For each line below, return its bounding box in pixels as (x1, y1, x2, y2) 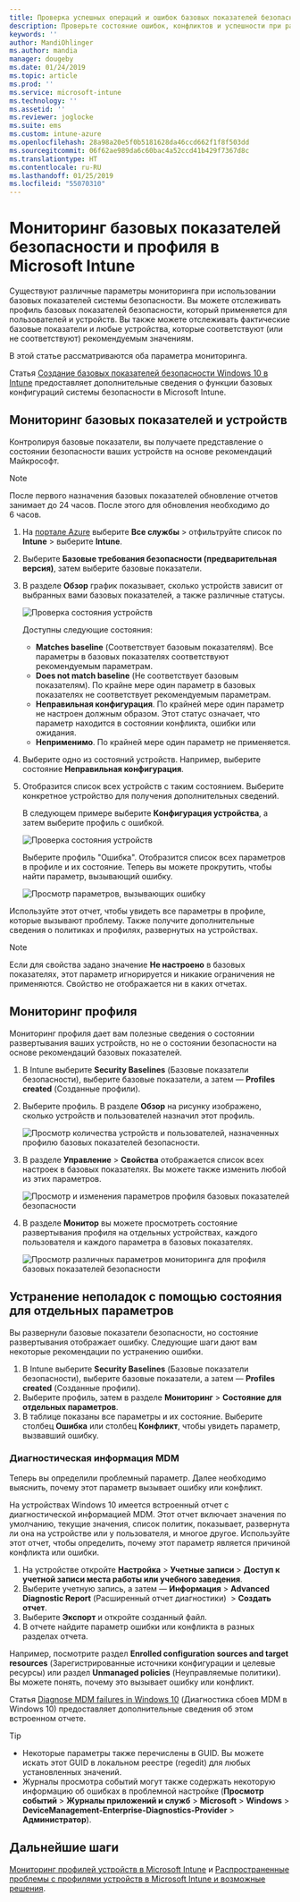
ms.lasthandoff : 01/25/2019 (9, 171, 114, 180)
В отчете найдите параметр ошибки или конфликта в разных (21, 1621, 255, 1632)
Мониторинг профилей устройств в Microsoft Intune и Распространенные (9, 1864, 290, 1874)
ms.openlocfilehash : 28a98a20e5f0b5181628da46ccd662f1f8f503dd (9, 138, 250, 147)
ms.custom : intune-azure (9, 130, 102, 139)
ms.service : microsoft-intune (9, 88, 122, 97)
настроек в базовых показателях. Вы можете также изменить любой (21, 1164, 287, 1175)
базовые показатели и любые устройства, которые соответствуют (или (9, 324, 283, 335)
